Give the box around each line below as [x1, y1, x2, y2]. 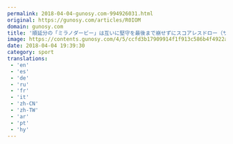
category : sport [7, 49, 54, 56]
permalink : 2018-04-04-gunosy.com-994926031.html [7, 10, 154, 17]
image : [7, 36, 26, 43]
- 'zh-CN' [10, 100, 39, 107]
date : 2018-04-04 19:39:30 [7, 42, 85, 49]
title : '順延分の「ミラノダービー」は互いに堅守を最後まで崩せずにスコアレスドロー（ [7, 29, 223, 37]
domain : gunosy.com [7, 23, 64, 30]
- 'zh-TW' [10, 107, 39, 114]
